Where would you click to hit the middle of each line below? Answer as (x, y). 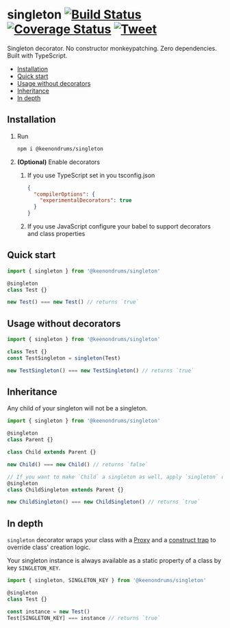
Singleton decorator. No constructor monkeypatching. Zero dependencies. (112, 48)
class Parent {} (30, 440)
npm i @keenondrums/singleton (60, 149)
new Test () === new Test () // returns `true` (73, 302)
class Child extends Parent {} (52, 452)
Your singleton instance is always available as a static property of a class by (114, 561)
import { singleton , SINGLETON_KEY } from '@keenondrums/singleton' (107, 581)
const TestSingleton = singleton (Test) (64, 358)
